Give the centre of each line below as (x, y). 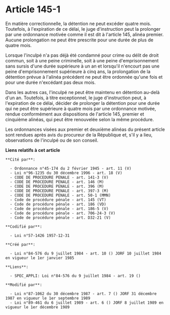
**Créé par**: (20, 244)
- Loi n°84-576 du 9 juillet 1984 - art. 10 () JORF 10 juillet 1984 (86, 253)
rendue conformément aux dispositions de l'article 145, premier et (75, 114)
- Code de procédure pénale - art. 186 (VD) (58, 204)
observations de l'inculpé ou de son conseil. (52, 140)
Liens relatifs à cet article (33, 150)
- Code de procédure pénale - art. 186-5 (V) (59, 209)
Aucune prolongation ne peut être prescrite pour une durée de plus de (79, 40)
